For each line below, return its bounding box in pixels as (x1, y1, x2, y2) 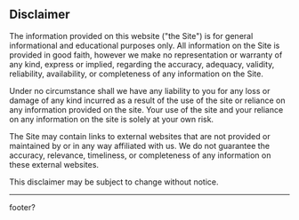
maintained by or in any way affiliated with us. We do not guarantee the (9, 140, 270, 151)
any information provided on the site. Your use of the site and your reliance (9, 104, 284, 114)
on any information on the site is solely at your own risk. (9, 114, 214, 124)
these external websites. (9, 159, 100, 169)
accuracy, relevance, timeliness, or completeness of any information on (9, 150, 271, 161)
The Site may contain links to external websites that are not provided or (9, 130, 271, 141)
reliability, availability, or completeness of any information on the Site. (9, 68, 264, 79)
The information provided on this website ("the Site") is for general (9, 30, 254, 41)
